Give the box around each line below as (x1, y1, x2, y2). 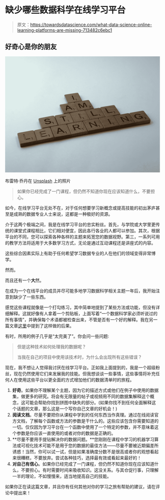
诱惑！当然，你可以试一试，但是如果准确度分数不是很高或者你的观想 (12, 448, 150, 454)
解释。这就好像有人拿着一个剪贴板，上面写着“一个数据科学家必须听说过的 (9, 310, 158, 316)
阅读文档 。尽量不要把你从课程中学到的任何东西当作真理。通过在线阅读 (12, 412, 155, 417)
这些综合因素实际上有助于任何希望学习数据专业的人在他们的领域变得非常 (5, 250, 151, 256)
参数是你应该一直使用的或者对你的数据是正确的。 (16, 430, 116, 436)
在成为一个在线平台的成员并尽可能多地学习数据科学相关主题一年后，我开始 (5, 288, 156, 294)
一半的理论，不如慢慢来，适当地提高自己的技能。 (12, 473, 111, 479)
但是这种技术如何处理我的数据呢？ (17, 343, 86, 349)
